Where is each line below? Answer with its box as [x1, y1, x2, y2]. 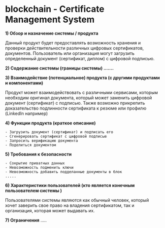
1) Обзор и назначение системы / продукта [5, 30, 99, 36]
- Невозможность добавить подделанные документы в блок [5, 169, 122, 174]
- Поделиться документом [5, 142, 56, 148]
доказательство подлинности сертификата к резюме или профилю [5, 105, 147, 111]
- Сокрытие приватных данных [5, 160, 65, 166]
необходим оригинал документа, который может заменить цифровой [5, 95, 152, 101]
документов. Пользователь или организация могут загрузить [5, 50, 134, 56]
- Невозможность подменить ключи [5, 165, 74, 170]
